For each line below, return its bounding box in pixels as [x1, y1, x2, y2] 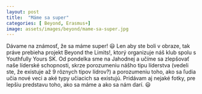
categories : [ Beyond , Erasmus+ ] [6, 20, 91, 26]
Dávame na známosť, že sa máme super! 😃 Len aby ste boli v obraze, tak [6, 42, 190, 50]
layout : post [6, 8, 39, 15]
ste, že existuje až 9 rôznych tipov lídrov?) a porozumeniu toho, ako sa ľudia [6, 68, 196, 76]
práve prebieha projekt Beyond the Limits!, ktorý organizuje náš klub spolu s [6, 49, 197, 56]
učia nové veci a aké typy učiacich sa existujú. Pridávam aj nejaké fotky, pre [6, 75, 196, 82]
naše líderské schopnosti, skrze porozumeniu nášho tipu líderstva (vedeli [6, 62, 189, 69]
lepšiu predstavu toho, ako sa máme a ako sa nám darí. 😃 [6, 81, 151, 89]
